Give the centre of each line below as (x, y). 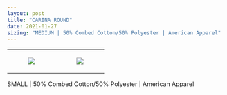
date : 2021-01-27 (32, 26)
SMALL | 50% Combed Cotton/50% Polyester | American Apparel (101, 84)
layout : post (26, 13)
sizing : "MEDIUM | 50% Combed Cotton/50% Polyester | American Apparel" (114, 33)
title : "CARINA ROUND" (40, 20)
